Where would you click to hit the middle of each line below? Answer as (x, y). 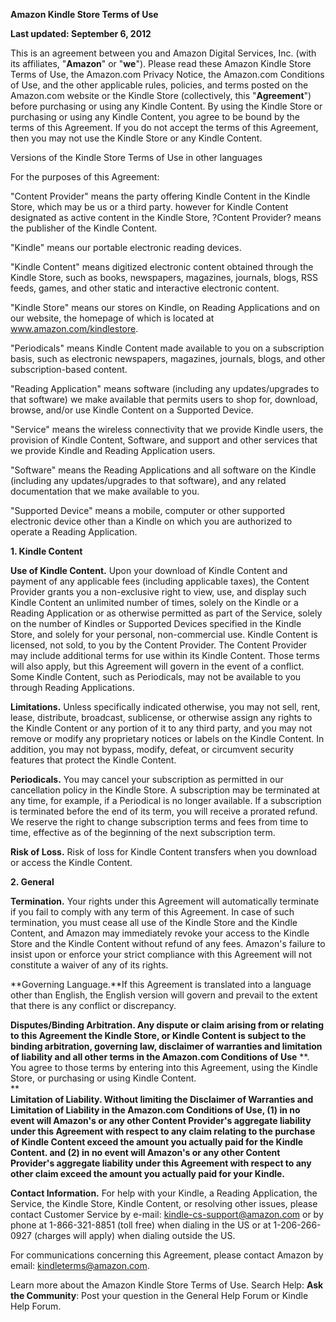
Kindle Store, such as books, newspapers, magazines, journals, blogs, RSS (164, 277)
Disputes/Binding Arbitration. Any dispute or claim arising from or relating (167, 1025)
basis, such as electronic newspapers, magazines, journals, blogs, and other (168, 358)
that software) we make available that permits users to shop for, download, (164, 399)
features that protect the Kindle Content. (93, 760)
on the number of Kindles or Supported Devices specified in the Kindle (156, 623)
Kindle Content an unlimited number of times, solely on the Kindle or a (154, 602)
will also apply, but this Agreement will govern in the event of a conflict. (157, 666)
